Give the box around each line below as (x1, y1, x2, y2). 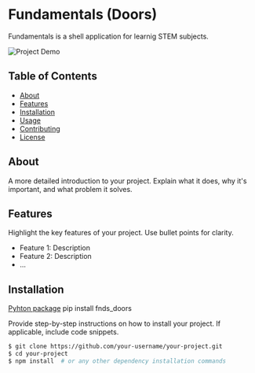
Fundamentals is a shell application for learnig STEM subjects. (8, 31, 209, 41)
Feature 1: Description (19, 243, 90, 253)
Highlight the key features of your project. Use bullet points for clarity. (8, 228, 234, 238)
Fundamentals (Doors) (8, 6, 158, 24)
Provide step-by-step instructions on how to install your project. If (8, 319, 221, 328)
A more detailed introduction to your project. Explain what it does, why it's (8, 175, 247, 186)
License (19, 132, 46, 142)
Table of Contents (8, 69, 98, 83)
